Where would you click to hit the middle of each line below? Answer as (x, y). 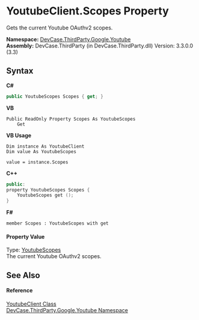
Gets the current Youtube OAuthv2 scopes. (60, 28)
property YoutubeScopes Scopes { (48, 190)
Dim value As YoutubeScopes (41, 151)
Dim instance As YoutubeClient (45, 146)
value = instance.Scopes (37, 162)
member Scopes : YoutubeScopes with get (58, 223)
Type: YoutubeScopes (34, 250)
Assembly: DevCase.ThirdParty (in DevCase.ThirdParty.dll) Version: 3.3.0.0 (100, 46)
